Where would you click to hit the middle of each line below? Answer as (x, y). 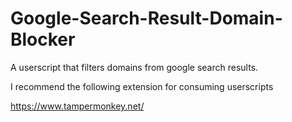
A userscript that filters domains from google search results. (134, 67)
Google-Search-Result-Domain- (146, 18)
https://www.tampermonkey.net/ (77, 106)
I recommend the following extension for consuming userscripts (142, 86)
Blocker (43, 39)
